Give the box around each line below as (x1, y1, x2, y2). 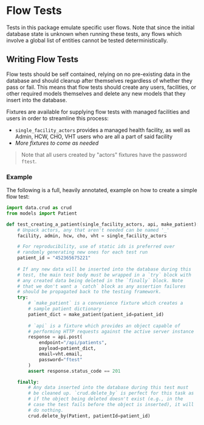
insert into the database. (6, 96, 67, 103)
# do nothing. (28, 407, 64, 413)
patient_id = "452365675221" (17, 255, 91, 261)
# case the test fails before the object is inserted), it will (28, 402, 194, 408)
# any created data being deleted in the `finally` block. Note (17, 277, 183, 283)
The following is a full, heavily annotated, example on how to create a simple (6, 187, 197, 194)
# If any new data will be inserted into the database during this (17, 266, 191, 272)
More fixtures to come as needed (15, 139, 99, 147)
